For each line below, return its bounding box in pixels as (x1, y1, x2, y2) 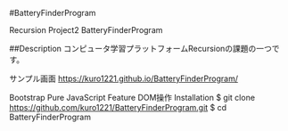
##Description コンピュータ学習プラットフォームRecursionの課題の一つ (9, 44, 272, 53)
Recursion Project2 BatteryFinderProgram (9, 25, 163, 35)
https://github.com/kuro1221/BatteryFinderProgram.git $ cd (9, 102, 227, 112)
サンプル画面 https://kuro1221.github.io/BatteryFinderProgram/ (9, 73, 239, 84)
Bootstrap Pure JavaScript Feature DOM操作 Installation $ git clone (9, 93, 256, 102)
